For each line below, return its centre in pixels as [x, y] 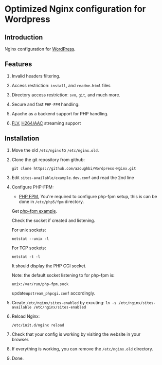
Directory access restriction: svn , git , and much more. [66, 95]
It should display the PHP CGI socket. [49, 266]
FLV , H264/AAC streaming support [46, 123]
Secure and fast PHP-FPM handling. [45, 104]
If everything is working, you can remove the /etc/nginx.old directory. [82, 348]
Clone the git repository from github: [48, 160]
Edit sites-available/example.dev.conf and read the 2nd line [73, 177]
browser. [20, 339]
